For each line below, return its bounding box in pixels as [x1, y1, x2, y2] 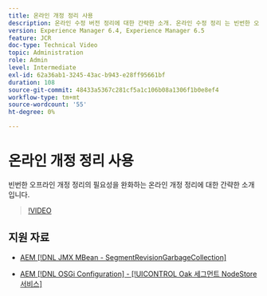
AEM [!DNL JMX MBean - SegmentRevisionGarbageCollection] [19, 252, 227, 262]
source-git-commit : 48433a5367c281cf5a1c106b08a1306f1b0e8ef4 [8, 85, 219, 94]
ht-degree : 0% [8, 109, 56, 116]
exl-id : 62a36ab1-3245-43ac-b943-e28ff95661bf [8, 71, 166, 79]
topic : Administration [8, 49, 84, 57]
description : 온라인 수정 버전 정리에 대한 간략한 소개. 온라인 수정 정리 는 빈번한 [8, 19, 251, 27]
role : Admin [8, 57, 48, 65]
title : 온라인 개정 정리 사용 [8, 11, 94, 20]
